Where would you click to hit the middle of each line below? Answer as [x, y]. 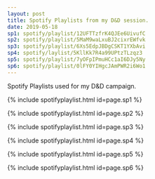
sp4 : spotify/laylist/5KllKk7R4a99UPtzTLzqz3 [75, 53]
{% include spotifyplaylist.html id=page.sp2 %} [75, 113]
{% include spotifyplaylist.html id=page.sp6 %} [75, 167]
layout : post [26, 14]
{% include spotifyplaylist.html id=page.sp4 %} [76, 140]
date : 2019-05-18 [33, 27]
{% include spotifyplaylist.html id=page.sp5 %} [75, 154]
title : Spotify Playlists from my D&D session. [78, 20]
